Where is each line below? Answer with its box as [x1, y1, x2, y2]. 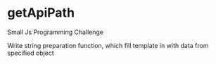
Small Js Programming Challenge [7, 28, 104, 36]
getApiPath [7, 5, 75, 21]
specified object [7, 49, 54, 57]
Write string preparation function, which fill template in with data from [7, 41, 209, 49]
